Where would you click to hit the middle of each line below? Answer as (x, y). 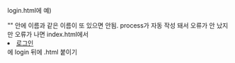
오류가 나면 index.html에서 (52, 34)
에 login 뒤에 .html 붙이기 (42, 52)
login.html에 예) (29, 10)
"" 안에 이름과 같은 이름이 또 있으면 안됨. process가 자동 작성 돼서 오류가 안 (111, 25)
